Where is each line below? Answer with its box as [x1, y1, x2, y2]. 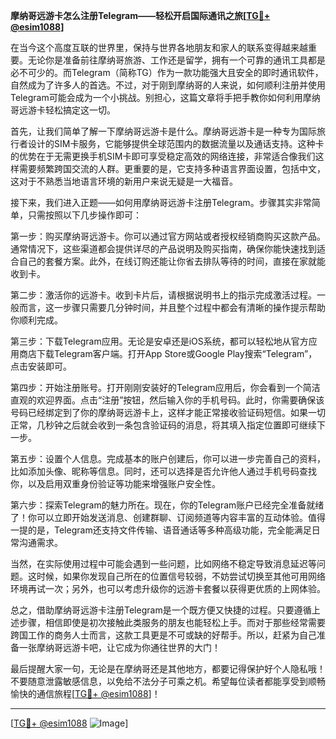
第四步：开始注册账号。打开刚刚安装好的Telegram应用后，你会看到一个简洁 [10, 382, 321, 393]
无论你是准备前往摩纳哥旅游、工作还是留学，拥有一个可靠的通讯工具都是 [27, 54, 326, 66]
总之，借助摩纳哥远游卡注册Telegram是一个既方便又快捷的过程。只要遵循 [10, 604, 312, 616]
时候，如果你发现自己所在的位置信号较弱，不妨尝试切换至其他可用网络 [36, 570, 326, 582]
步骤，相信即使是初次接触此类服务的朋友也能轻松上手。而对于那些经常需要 [18, 617, 326, 628]
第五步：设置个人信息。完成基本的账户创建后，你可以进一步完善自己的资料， [10, 453, 326, 464]
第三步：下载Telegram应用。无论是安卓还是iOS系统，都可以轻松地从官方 [10, 335, 309, 347]
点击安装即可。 [10, 360, 72, 372]
